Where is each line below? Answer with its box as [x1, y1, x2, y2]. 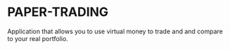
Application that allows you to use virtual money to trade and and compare [7, 27, 223, 35]
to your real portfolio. [7, 34, 68, 42]
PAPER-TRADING [7, 4, 109, 20]
